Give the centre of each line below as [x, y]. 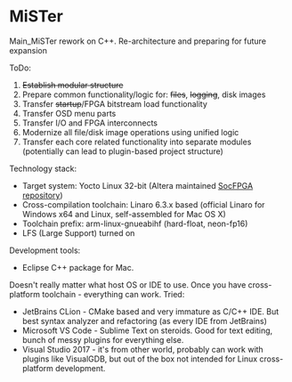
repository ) [43, 195]
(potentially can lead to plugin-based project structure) [123, 151]
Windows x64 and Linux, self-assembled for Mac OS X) [124, 214]
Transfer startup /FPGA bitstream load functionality [114, 103]
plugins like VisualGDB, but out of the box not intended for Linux [140, 359]
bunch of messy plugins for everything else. [103, 339]
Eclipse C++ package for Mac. [78, 267]
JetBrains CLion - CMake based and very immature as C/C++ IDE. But [150, 311]
